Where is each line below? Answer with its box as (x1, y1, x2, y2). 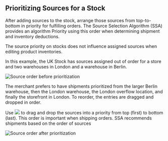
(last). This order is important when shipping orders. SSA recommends (5, 115, 152, 121)
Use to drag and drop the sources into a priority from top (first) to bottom (5, 109, 163, 115)
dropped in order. (5, 99, 42, 105)
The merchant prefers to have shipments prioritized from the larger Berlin (5, 83, 158, 89)
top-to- (136, 17, 151, 23)
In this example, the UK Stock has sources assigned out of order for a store (5, 58, 161, 64)
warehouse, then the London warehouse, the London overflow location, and (5, 88, 163, 95)
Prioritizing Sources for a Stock (5, 4, 106, 13)
